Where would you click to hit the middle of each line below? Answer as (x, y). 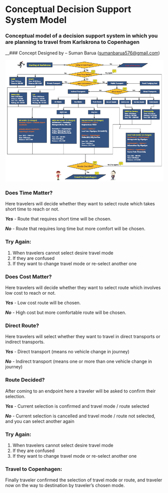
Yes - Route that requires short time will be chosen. (58, 219)
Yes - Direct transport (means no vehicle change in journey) (67, 352)
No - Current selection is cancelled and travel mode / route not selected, (80, 416)
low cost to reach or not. (31, 293)
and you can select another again (40, 421)
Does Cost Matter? (28, 277)
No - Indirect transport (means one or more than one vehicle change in (79, 361)
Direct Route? (22, 325)
